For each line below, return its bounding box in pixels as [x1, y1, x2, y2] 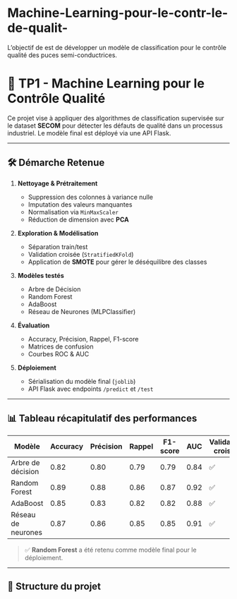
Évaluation [17, 321, 50, 329]
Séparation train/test [28, 242, 88, 251]
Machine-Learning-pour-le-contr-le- [7, 5, 229, 21]
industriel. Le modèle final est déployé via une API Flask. [7, 128, 171, 137]
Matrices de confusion [28, 342, 94, 351]
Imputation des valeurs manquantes [28, 200, 133, 209]
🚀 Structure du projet [7, 580, 101, 592]
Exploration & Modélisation [17, 229, 99, 237]
